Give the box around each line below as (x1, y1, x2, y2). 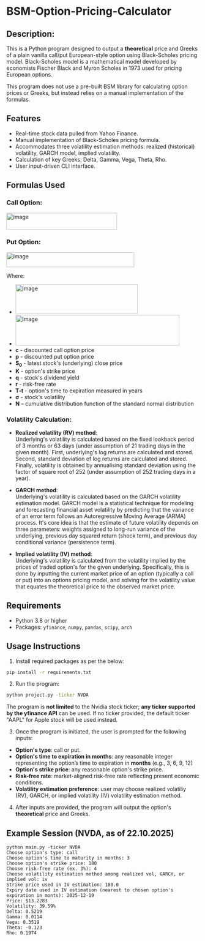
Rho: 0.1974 (6, 930, 37, 936)
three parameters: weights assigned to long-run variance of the (15, 525, 176, 533)
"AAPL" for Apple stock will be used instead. (6, 716, 118, 724)
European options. (6, 71, 53, 78)
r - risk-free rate (15, 380, 56, 388)
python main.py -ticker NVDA (6, 844, 81, 850)
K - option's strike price (15, 367, 75, 375)
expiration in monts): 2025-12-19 (6, 893, 95, 899)
